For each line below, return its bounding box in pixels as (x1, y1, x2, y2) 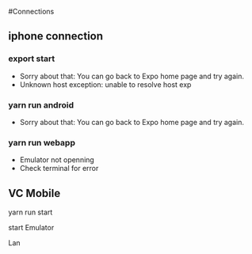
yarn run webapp (8, 137, 75, 148)
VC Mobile (8, 186, 61, 200)
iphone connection (8, 29, 104, 43)
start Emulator (8, 223, 55, 233)
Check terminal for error (19, 164, 99, 173)
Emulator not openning (19, 155, 95, 165)
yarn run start (8, 207, 53, 217)
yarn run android (8, 99, 74, 110)
